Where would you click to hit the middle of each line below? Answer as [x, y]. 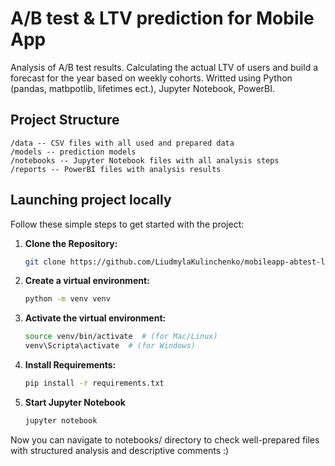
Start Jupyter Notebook [75, 402]
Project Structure [65, 120]
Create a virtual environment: [87, 281]
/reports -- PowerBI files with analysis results [116, 169]
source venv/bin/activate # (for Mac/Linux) [121, 337]
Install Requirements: [70, 365]
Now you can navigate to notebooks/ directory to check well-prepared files [165, 439]
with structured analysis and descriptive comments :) [120, 450]
